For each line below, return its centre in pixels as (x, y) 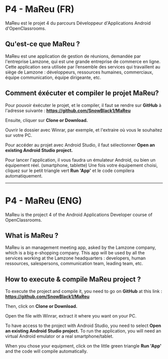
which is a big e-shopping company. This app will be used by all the (75, 253)
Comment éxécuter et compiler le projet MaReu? (82, 93)
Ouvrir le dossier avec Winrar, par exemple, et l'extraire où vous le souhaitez (84, 130)
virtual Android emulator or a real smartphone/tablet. (59, 336)
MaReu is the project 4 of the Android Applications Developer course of (79, 214)
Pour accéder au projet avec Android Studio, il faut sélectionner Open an (80, 145)
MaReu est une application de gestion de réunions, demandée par (73, 56)
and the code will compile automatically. (46, 351)
